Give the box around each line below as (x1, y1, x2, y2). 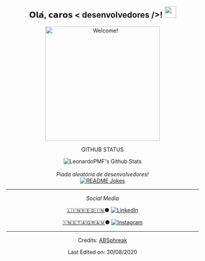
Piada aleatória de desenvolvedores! (56, 170, 149, 177)
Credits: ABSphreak (77, 236, 128, 244)
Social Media (86, 195, 119, 202)
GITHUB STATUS (81, 146, 124, 153)
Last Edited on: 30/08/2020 (68, 248, 137, 256)
